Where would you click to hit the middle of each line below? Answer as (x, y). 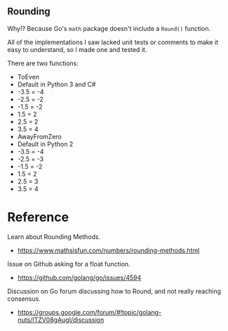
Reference (38, 217)
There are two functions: (43, 63)
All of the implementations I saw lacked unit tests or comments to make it (113, 42)
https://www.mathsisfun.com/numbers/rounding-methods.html (108, 250)
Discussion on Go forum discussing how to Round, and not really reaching (114, 291)
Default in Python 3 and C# (56, 84)
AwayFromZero (39, 136)
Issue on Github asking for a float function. (69, 264)
